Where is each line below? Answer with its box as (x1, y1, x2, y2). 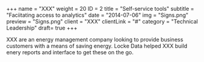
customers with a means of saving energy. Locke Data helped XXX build (6, 42, 188, 49)
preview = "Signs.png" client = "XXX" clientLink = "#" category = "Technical (6, 18, 198, 25)
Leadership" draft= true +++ (6, 24, 78, 31)
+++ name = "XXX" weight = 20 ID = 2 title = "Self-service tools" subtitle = (6, 5, 195, 12)
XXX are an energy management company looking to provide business (6, 36, 184, 43)
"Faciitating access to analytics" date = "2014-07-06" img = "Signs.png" (6, 11, 189, 19)
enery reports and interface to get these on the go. (6, 49, 134, 56)
